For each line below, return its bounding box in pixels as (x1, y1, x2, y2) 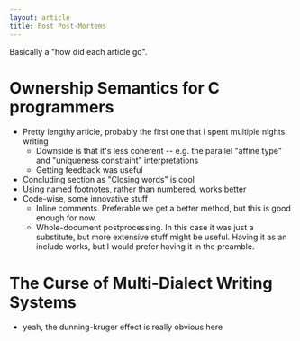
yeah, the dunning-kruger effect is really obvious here (22, 321, 223, 333)
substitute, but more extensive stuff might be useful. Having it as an (35, 231, 287, 243)
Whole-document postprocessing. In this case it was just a (35, 222, 254, 233)
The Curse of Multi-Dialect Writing (9, 273, 273, 293)
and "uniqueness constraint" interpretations (35, 155, 199, 166)
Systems (9, 292, 77, 312)
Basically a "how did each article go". (9, 46, 148, 57)
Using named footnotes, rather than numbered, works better (22, 184, 247, 194)
